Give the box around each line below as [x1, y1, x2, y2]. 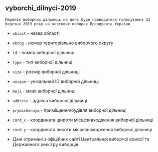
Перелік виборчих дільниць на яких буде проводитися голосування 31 [5, 17, 151, 22]
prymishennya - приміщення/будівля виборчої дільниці [12, 107, 127, 113]
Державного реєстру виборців [12, 141, 79, 147]
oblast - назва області [12, 30, 60, 36]
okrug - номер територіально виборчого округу [12, 40, 114, 46]
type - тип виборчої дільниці [12, 59, 73, 65]
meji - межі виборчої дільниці [12, 88, 76, 94]
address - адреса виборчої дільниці [12, 97, 87, 103]
